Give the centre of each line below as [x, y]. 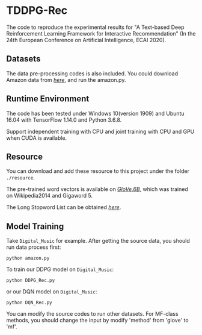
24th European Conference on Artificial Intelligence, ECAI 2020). [86, 40]
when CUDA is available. [37, 138]
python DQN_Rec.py [29, 303]
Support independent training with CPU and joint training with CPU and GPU [100, 131]
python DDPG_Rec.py [31, 281]
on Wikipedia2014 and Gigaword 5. [50, 196]
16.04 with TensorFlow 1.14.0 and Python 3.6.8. [64, 120]
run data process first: [34, 247]
